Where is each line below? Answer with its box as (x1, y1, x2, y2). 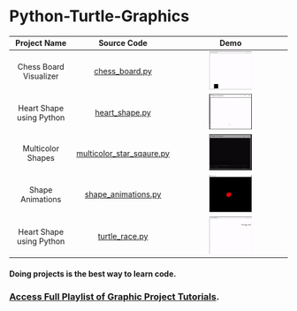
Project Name (15, 38, 67, 49)
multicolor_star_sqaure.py (76, 148, 171, 158)
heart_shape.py (95, 108, 152, 118)
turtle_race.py (97, 231, 148, 242)
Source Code (98, 38, 148, 49)
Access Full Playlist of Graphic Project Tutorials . (9, 290, 220, 302)
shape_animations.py (84, 189, 162, 200)
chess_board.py (94, 66, 153, 77)
